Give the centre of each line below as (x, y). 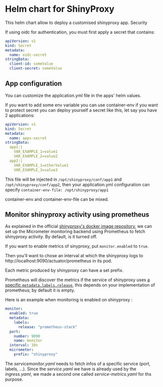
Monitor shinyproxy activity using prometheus (77, 214)
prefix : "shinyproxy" (36, 354)
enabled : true (24, 314)
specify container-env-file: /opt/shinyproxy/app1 (57, 190)
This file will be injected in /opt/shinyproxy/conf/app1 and (63, 179)
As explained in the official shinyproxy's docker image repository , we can (79, 226)
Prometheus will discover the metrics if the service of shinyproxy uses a (78, 280)
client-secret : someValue (36, 69)
